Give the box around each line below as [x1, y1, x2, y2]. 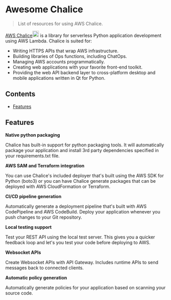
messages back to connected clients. [5, 265, 84, 271]
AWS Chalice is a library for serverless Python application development [5, 32, 162, 38]
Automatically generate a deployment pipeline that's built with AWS [5, 203, 147, 209]
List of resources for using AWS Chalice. [17, 20, 103, 27]
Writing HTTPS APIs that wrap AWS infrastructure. [12, 48, 119, 54]
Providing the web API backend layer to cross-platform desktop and [12, 69, 156, 75]
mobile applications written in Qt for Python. [12, 75, 106, 81]
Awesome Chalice [5, 4, 83, 15]
